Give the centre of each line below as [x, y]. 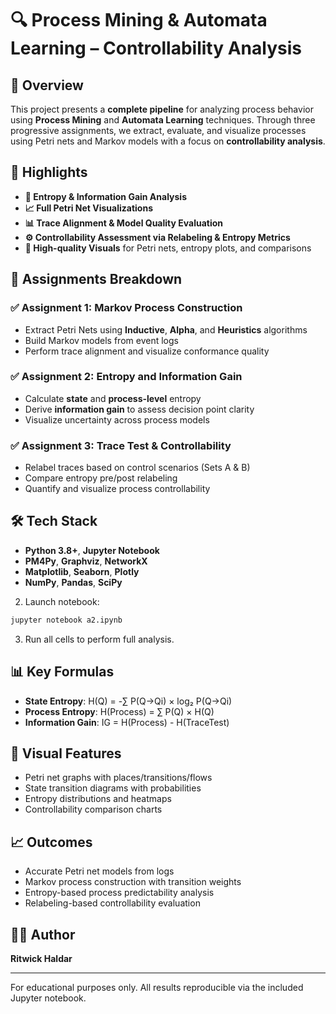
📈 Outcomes [51, 842]
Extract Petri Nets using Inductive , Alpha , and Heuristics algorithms [166, 329]
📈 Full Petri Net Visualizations [89, 208]
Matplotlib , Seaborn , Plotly [82, 571]
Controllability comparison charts [93, 809]
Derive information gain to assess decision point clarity [139, 409]
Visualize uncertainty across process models [117, 419]
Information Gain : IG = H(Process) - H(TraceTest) [127, 722]
